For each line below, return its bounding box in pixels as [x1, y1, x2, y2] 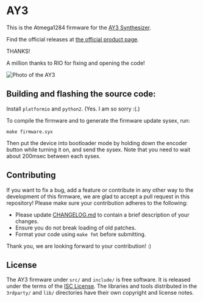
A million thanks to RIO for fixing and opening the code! [6, 59, 145, 67]
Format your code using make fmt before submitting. [15, 230, 146, 238]
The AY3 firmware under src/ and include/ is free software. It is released [6, 276, 191, 284]
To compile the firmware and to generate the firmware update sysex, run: [6, 117, 190, 124]
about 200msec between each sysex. [6, 152, 101, 159]
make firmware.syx [6, 129, 53, 135]
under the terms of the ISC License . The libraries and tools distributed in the [6, 282, 197, 290]
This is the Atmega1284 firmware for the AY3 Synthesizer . [6, 24, 151, 31]
